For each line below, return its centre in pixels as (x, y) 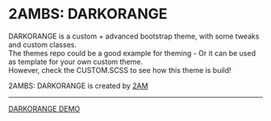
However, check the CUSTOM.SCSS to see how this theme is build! (120, 70)
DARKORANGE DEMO (44, 108)
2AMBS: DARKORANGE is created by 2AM (78, 86)
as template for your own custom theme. (76, 62)
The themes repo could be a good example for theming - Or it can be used (132, 53)
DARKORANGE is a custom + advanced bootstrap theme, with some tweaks (134, 36)
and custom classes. (42, 44)
